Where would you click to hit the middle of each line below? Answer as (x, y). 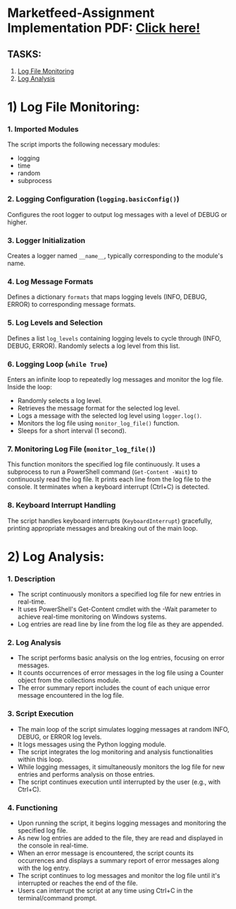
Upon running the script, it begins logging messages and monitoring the (122, 823)
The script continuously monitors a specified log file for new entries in (119, 594)
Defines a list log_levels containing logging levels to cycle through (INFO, (114, 338)
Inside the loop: (30, 387)
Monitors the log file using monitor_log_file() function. (98, 423)
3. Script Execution (41, 714)
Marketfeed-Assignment (81, 13)
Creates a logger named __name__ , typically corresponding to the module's (115, 256)
